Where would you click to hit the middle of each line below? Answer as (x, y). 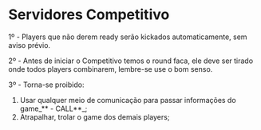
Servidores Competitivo (89, 15)
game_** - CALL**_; (53, 108)
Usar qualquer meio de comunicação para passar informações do (128, 100)
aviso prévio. (29, 45)
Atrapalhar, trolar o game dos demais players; (95, 116)
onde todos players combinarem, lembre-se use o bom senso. (111, 69)
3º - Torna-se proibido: (46, 85)
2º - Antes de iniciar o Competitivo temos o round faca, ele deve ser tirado (131, 61)
